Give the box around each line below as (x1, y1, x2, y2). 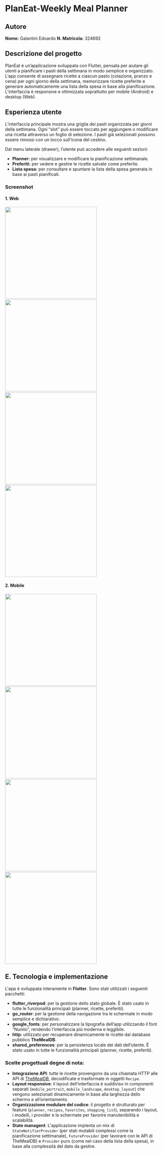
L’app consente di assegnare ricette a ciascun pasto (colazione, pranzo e (5, 73, 152, 79)
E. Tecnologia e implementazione (5, 973, 108, 981)
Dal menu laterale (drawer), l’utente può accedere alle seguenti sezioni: (5, 146, 148, 152)
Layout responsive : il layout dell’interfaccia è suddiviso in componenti (12, 1081, 154, 1087)
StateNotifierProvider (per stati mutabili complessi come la (12, 1128, 133, 1134)
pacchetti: (5, 990, 25, 997)
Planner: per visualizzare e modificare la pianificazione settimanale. (12, 155, 149, 162)
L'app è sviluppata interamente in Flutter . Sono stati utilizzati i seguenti (5, 986, 148, 991)
